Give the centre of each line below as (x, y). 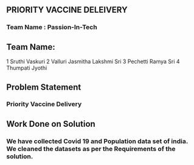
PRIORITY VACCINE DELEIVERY (67, 10)
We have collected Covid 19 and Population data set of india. (97, 141)
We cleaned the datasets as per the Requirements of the (91, 149)
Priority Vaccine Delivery (44, 104)
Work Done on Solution (51, 124)
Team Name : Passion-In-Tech (52, 27)
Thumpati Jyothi (27, 68)
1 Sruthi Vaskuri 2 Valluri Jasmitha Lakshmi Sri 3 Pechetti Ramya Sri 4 (93, 62)
